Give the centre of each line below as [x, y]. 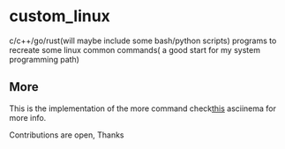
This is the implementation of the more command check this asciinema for [142, 108]
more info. [28, 117]
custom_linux [60, 16]
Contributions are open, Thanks [67, 135]
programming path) [44, 59]
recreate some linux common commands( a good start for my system [135, 49]
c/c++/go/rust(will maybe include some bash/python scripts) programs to [143, 41]
